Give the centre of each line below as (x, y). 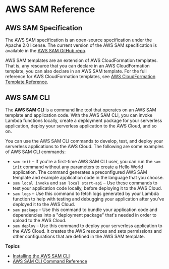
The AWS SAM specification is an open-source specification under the (79, 40)
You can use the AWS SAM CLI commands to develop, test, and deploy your (84, 141)
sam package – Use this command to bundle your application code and (85, 210)
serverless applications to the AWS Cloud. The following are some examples (84, 146)
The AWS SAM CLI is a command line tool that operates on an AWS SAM (81, 110)
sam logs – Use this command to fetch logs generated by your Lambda (86, 193)
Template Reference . (27, 82)
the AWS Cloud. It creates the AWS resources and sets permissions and (87, 231)
